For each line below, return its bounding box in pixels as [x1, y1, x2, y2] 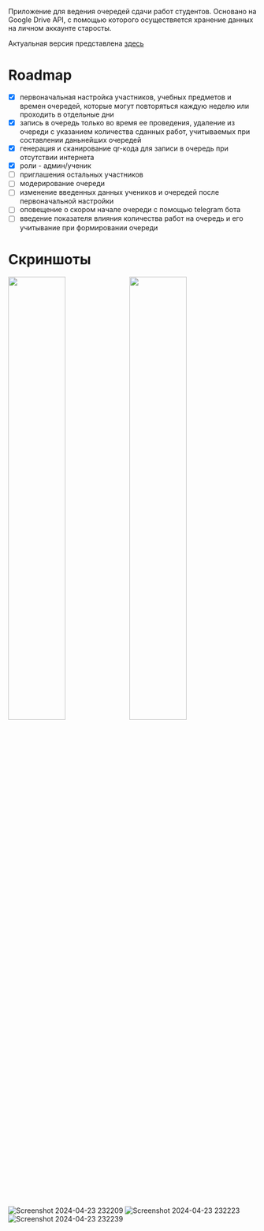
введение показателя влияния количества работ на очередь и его [19, 214, 244, 223]
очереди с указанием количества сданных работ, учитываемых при [19, 127, 251, 136]
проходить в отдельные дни [19, 110, 114, 119]
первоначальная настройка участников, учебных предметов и [19, 92, 232, 102]
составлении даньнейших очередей [19, 136, 142, 145]
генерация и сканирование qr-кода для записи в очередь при [19, 144, 229, 153]
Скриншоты [8, 250, 91, 268]
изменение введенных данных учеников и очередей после [19, 188, 219, 197]
